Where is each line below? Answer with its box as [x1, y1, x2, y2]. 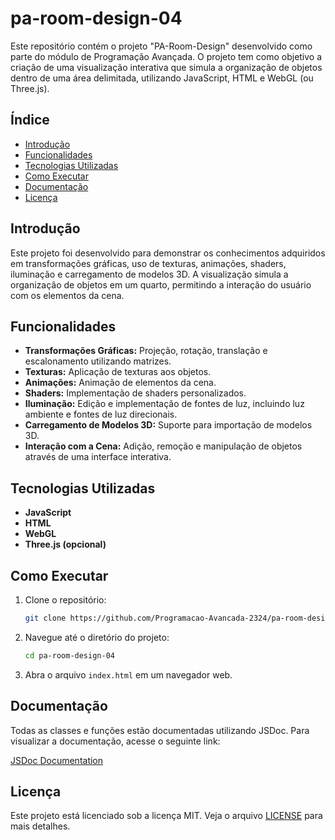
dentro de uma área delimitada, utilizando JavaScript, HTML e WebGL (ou [10, 72, 314, 84]
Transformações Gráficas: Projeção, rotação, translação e [24, 345, 268, 357]
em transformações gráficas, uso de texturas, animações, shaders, [10, 257, 287, 269]
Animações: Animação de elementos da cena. [24, 377, 217, 389]
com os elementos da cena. [10, 289, 125, 301]
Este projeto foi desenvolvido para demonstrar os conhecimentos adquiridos [10, 247, 326, 259]
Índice [10, 112, 50, 129]
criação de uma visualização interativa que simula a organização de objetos [10, 61, 323, 73]
